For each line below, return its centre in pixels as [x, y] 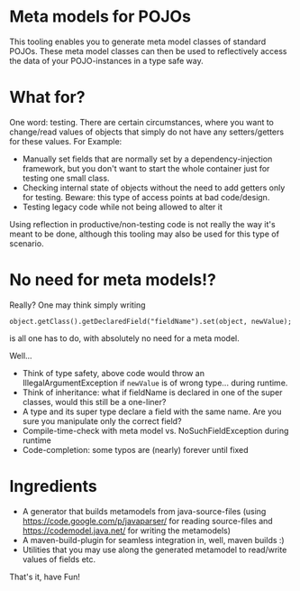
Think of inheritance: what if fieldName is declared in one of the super [152, 392]
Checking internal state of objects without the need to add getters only [154, 188]
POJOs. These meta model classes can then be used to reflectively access [148, 51]
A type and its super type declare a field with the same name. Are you [152, 411]
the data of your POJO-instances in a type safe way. [107, 60]
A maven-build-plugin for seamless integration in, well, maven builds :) [154, 540]
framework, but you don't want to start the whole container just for [146, 168]
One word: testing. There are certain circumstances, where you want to [142, 122]
